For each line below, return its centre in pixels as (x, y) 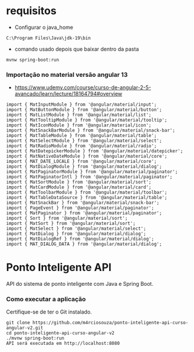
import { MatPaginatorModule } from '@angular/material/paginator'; (92, 172)
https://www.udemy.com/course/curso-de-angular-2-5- (83, 87)
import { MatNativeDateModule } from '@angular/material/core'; (87, 157)
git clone (18, 323)
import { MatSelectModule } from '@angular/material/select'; (84, 141)
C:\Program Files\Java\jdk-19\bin (49, 38)
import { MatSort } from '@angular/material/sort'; (71, 224)
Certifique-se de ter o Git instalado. (49, 312)
